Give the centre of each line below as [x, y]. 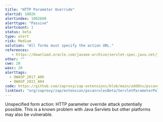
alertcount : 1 [19, 28]
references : [17, 50]
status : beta [18, 32]
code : [10, 86]
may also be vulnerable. [29, 115]
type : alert [17, 37]
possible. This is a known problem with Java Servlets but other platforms [78, 109]
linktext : [15, 91]
